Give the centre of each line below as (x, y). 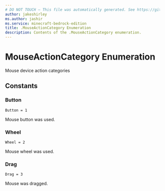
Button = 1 (16, 110)
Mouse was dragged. (27, 184)
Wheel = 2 (15, 142)
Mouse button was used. (30, 119)
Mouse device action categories (38, 70)
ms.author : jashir (24, 19)
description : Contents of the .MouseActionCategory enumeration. (73, 32)
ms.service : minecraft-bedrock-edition (46, 23)
